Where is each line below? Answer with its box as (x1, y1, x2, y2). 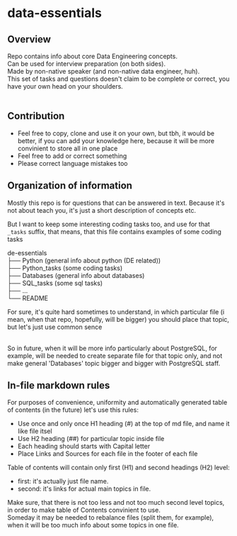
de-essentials (7, 248, 47, 257)
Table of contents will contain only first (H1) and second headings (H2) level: (7, 463, 230, 472)
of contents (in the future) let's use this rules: (7, 406, 139, 414)
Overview (7, 33, 52, 45)
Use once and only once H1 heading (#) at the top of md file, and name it (17, 420, 230, 428)
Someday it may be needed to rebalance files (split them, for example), (7, 513, 214, 522)
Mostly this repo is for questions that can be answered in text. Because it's (7, 199, 225, 207)
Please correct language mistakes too (17, 159, 128, 167)
